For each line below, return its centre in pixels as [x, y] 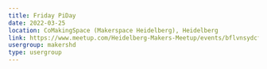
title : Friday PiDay [43, 15]
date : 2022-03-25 [37, 23]
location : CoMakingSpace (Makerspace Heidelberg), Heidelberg [113, 30]
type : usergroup [35, 52]
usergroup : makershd [43, 45]
